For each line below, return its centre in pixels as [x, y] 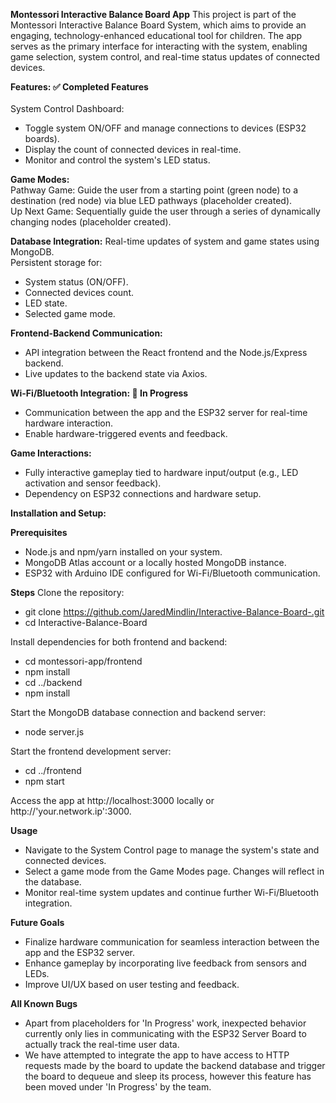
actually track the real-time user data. [102, 1044]
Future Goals [37, 922]
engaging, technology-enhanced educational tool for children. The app [156, 35]
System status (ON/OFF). [76, 282]
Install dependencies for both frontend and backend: [119, 642]
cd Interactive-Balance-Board [86, 622]
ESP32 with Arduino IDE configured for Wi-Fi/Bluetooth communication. [172, 573]
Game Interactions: [51, 453]
